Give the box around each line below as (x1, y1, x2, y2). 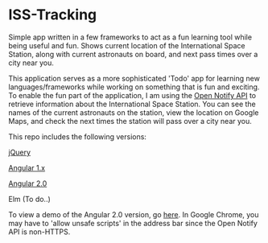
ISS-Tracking (8, 6, 97, 24)
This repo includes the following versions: (8, 131, 147, 142)
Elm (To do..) (8, 194, 51, 204)
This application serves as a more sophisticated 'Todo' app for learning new (8, 73, 260, 83)
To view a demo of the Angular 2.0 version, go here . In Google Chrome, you (8, 209, 259, 219)
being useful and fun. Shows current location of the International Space (8, 40, 245, 50)
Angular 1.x (8, 163, 46, 172)
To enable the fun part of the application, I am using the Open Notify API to (8, 90, 256, 100)
